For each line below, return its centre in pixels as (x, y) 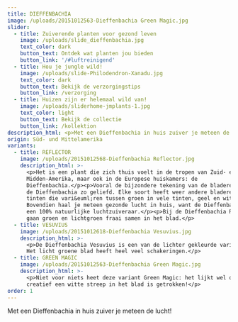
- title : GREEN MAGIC (46, 258)
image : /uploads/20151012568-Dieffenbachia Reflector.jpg (107, 159)
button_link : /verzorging (58, 93)
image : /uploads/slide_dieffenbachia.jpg (82, 40)
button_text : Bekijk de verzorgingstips (80, 87)
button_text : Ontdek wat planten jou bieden (87, 54)
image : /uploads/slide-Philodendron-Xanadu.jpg (91, 73)
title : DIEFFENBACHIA (39, 14)
